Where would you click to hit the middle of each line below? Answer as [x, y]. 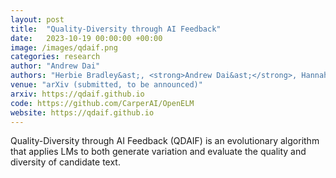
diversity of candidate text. [65, 162]
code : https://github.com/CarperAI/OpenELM [102, 103]
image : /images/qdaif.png [64, 47]
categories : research [55, 57]
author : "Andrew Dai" [55, 66]
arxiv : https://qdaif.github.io [77, 94]
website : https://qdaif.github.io [82, 112]
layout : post [37, 19]
